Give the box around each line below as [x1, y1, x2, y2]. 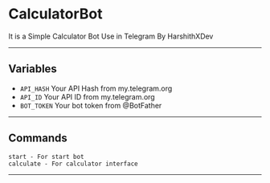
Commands [8, 132, 68, 145]
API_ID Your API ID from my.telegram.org [19, 91, 155, 101]
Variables [8, 62, 58, 76]
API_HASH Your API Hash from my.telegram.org [19, 83, 173, 93]
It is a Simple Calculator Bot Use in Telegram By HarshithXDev [8, 31, 214, 41]
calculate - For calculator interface [8, 160, 138, 168]
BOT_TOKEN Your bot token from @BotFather [19, 100, 162, 110]
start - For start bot [8, 152, 84, 161]
